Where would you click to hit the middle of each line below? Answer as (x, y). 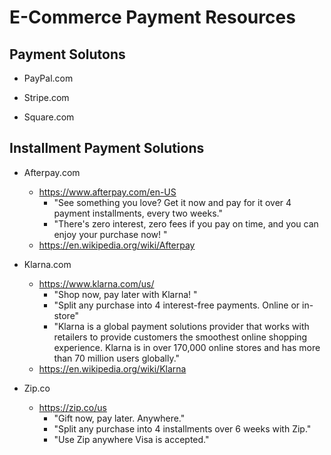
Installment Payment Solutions (107, 148)
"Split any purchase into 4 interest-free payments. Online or (177, 305)
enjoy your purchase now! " (110, 234)
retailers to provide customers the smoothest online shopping (180, 337)
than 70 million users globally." (117, 358)
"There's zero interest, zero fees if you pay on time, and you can (186, 223)
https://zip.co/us (72, 407)
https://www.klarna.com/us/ (96, 283)
